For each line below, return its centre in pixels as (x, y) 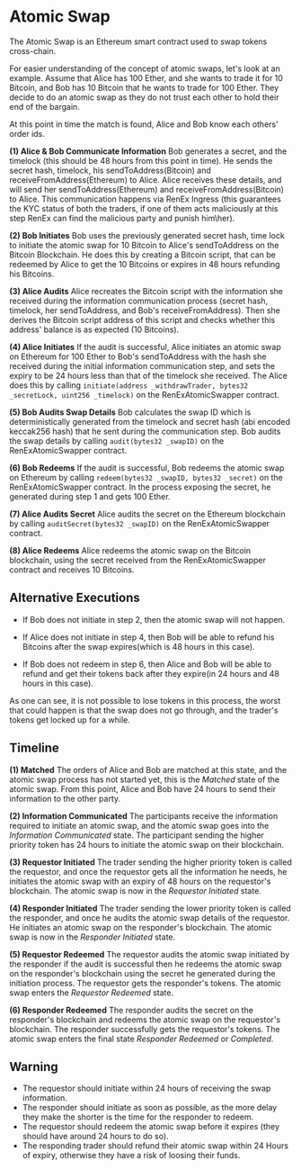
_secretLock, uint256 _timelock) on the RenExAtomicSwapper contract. (145, 394)
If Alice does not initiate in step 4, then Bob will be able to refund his (148, 637)
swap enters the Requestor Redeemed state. (92, 993)
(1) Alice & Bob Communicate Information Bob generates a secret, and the (148, 151)
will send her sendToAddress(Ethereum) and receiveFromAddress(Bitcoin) (147, 189)
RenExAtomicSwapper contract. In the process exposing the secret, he (140, 487)
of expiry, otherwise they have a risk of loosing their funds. (131, 1156)
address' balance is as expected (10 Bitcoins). (94, 329)
